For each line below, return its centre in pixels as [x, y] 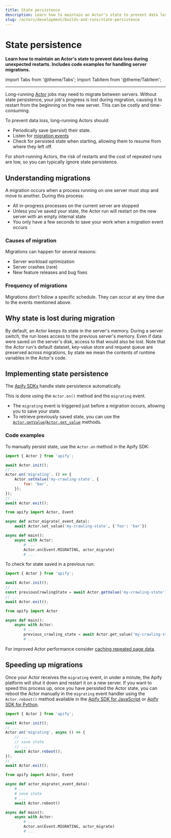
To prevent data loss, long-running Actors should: [57, 121]
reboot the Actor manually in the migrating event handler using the [75, 693]
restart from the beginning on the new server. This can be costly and [77, 105]
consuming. [18, 111]
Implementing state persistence [57, 374]
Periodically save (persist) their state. [52, 130]
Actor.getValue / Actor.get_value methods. [57, 422]
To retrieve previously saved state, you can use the [66, 417]
